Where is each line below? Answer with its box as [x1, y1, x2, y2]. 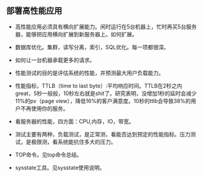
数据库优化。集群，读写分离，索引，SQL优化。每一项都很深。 [15, 43, 170, 50]
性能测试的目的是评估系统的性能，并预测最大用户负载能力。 [15, 69, 164, 76]
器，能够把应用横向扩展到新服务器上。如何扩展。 [15, 30, 138, 38]
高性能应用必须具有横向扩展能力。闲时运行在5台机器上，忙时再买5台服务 [15, 23, 197, 30]
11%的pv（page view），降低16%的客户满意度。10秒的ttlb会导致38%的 [15, 97, 191, 104]
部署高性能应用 [6, 5, 62, 16]
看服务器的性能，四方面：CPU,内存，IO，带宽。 [15, 118, 135, 125]
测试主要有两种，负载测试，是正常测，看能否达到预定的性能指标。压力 [15, 130, 191, 138]
